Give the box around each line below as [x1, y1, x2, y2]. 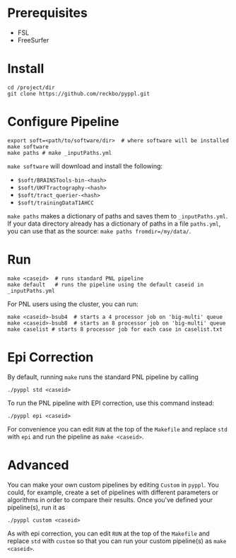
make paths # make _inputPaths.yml [7, 149, 112, 156]
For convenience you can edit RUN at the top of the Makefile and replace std [7, 424, 228, 433]
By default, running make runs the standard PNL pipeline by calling [7, 373, 199, 381]
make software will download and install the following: [7, 161, 163, 170]
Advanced [7, 457, 69, 473]
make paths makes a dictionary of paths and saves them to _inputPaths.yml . [7, 211, 228, 220]
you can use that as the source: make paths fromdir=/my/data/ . [7, 226, 191, 235]
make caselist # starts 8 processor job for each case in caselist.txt [7, 325, 223, 333]
